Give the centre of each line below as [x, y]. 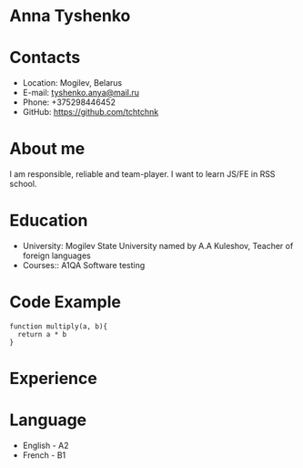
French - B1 [44, 455]
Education [49, 221]
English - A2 [46, 446]
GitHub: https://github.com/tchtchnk [91, 112]
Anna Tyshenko [70, 16]
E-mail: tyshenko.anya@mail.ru [81, 93]
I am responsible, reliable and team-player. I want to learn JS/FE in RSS [142, 174]
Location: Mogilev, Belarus [72, 83]
